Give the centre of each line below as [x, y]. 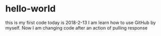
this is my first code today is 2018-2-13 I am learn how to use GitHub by [80, 22]
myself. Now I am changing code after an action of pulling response [76, 27]
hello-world [31, 9]
